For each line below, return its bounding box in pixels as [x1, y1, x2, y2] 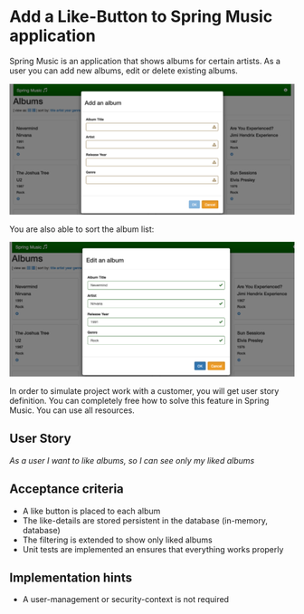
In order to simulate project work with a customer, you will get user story [9, 385, 280, 396]
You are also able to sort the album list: [9, 224, 155, 235]
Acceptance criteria [9, 482, 124, 497]
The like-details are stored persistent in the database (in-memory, [22, 514, 269, 526]
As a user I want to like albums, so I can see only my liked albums [9, 455, 255, 465]
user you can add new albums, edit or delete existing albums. [9, 65, 238, 76]
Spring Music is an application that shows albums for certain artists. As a [9, 55, 280, 66]
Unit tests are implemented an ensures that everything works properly [22, 543, 284, 554]
